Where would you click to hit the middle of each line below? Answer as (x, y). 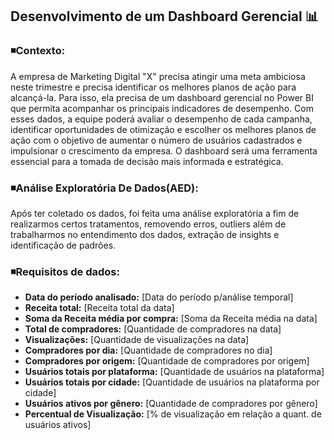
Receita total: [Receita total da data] (99, 308)
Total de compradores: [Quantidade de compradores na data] (153, 329)
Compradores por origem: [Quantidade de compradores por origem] (167, 361)
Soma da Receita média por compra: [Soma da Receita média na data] (171, 319)
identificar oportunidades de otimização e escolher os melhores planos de (163, 129)
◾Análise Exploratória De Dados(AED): (104, 188)
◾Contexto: (38, 51)
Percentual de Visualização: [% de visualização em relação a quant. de (173, 414)
